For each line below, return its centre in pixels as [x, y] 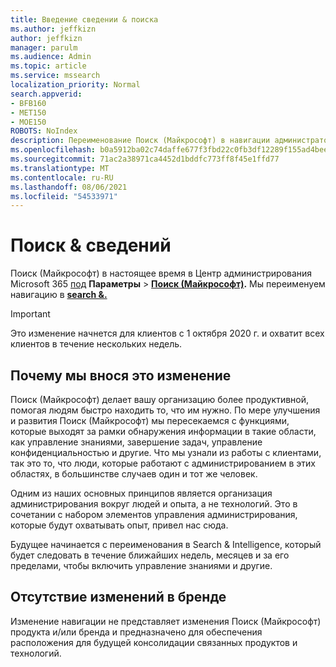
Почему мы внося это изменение [121, 375]
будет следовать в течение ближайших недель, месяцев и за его [150, 555]
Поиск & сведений [91, 245]
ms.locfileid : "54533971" [64, 196]
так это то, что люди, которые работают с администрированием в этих [163, 463]
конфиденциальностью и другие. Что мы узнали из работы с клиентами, [166, 452]
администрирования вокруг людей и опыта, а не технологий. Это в [154, 504]
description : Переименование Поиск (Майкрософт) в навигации [140, 141]
